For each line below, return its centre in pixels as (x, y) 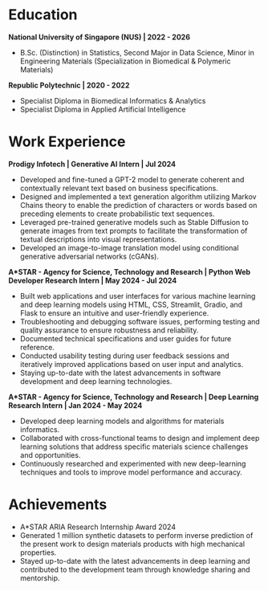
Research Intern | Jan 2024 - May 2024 (75, 405)
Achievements (58, 505)
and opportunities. (50, 454)
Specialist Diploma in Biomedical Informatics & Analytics (113, 100)
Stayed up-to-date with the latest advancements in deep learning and (135, 560)
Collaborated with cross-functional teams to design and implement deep (140, 438)
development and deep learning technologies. (96, 381)
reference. (37, 347)
